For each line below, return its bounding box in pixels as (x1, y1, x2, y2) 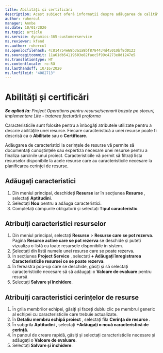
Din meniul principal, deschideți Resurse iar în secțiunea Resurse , (12, 190, 146, 196)
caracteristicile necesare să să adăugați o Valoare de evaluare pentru (12, 269, 152, 275)
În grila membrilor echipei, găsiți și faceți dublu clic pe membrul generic (12, 306, 155, 312)
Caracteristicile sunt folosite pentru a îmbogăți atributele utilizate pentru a (5, 122, 152, 128)
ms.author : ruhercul (5, 43, 47, 48)
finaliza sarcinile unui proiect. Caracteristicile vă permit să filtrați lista (5, 152, 143, 158)
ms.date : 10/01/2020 (5, 25, 47, 30)
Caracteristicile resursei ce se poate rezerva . (12, 258, 105, 264)
